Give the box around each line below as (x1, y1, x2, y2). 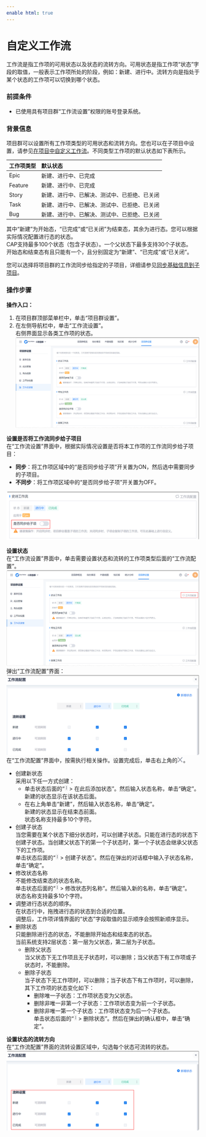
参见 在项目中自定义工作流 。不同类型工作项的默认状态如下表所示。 (22, 147, 189, 154)
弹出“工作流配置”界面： (6, 667, 66, 674)
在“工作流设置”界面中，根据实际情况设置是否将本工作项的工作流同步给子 (6, 443, 189, 450)
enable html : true (6, 10, 53, 16)
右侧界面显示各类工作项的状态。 (15, 329, 96, 337)
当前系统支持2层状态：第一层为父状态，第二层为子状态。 (15, 938, 159, 945)
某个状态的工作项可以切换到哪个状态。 (6, 75, 103, 83)
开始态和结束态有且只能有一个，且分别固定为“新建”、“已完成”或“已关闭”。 (6, 248, 193, 256)
